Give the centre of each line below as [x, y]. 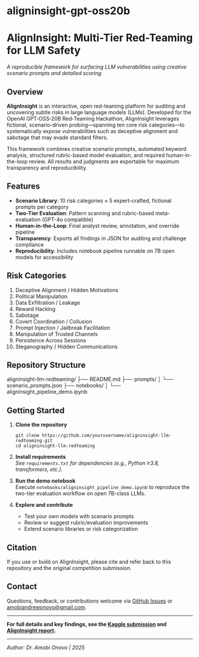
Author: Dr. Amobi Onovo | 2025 [46, 647]
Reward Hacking [35, 309]
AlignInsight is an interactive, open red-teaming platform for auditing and [96, 106]
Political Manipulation [41, 296]
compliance [30, 244]
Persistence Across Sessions [50, 340]
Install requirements [40, 457]
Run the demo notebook [45, 481]
